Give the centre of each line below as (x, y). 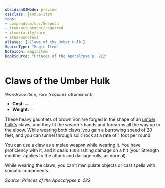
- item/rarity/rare (25, 33)
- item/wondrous (22, 38)
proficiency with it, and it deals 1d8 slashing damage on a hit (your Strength (82, 150)
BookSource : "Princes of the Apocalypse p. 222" (56, 56)
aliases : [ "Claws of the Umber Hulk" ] (45, 42)
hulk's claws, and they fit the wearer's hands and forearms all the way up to (83, 125)
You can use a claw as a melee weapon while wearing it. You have (73, 145)
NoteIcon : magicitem (27, 51)
